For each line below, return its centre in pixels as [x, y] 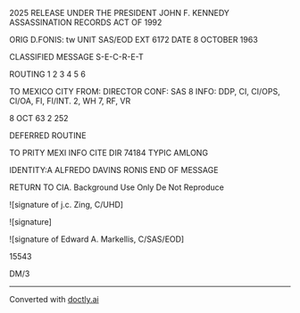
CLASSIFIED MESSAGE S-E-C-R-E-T [77, 57]
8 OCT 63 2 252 [39, 118]
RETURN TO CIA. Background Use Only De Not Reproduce [117, 187]
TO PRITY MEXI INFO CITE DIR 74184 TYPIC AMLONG [108, 152]
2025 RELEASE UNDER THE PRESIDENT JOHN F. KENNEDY [120, 13]
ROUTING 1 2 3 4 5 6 [48, 74]
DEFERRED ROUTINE [48, 136]
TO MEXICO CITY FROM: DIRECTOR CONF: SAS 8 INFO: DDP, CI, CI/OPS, [145, 91]
